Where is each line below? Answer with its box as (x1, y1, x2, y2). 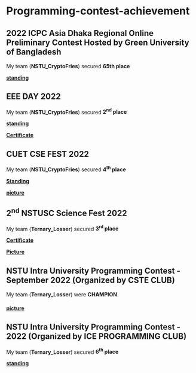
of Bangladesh (6, 47, 62, 57)
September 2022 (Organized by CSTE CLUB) (6, 275, 175, 285)
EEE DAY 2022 (6, 92, 61, 102)
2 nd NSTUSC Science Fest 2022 (6, 207, 127, 219)
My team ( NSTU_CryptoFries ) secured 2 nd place (6, 107, 127, 116)
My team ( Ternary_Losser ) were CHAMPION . (6, 291, 119, 298)
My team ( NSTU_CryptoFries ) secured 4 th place (6, 165, 127, 173)
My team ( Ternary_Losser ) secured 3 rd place (6, 224, 119, 232)
